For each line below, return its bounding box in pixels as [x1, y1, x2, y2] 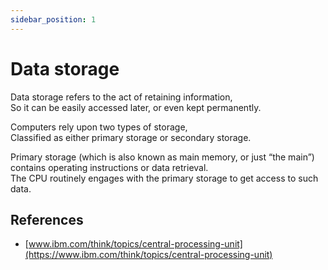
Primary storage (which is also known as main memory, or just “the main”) [10, 151, 315, 163]
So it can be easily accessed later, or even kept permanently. [10, 101, 262, 113]
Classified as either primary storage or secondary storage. [10, 131, 252, 143]
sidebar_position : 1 [10, 14, 97, 25]
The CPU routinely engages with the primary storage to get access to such [10, 172, 319, 184]
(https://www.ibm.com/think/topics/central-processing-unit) [24, 249, 273, 261]
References [10, 211, 84, 228]
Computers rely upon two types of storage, [10, 121, 188, 133]
